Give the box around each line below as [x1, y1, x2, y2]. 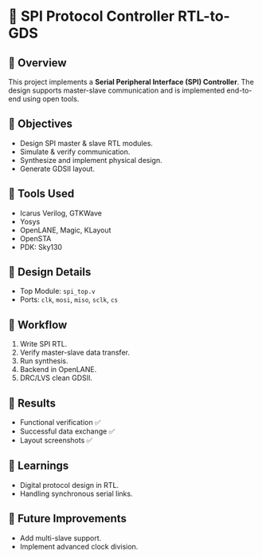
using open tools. [22, 94, 80, 103]
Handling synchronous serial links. [19, 489, 133, 498]
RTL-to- [178, 7, 231, 26]
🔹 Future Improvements [8, 512, 127, 525]
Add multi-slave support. [19, 533, 102, 542]
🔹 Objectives [8, 117, 73, 131]
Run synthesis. [19, 356, 69, 366]
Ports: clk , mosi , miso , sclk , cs [19, 295, 119, 304]
